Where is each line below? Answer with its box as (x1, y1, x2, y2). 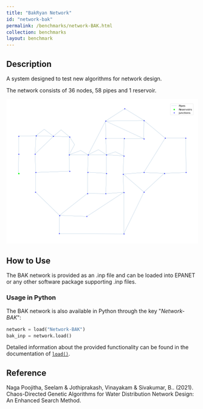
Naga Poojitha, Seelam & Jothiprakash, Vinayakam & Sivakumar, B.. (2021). (6, 384, 193, 391)
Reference (6, 368, 47, 378)
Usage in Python (6, 293, 57, 302)
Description (6, 58, 52, 69)
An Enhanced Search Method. (6, 397, 81, 404)
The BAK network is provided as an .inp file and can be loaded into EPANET (6, 271, 196, 279)
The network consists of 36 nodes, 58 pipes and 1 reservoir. (6, 86, 157, 94)
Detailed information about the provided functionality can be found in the (6, 344, 189, 351)
